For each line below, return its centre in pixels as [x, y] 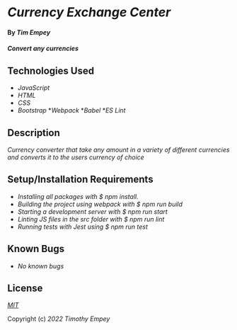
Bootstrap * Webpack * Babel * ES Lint [71, 110]
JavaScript [34, 88]
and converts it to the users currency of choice [76, 157]
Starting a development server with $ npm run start [92, 211]
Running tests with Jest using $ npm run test [83, 227]
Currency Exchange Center [89, 12]
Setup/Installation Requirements [80, 180]
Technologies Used [51, 70]
